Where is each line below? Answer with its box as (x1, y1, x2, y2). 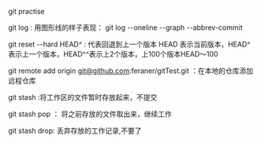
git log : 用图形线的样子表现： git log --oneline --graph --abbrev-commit (8, 23, 243, 32)
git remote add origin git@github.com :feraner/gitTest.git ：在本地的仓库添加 (8, 66, 254, 75)
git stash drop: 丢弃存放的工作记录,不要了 (8, 126, 142, 135)
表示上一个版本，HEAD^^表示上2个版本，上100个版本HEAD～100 (8, 49, 218, 58)
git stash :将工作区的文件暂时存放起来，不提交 (8, 93, 158, 101)
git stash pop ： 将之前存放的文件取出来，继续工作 (8, 109, 172, 119)
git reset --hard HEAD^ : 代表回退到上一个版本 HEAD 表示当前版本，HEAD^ (8, 39, 251, 49)
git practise (8, 7, 45, 16)
